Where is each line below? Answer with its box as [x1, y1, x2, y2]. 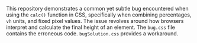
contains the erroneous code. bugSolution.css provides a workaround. [6, 30, 179, 37]
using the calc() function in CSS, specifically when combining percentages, [6, 11, 192, 18]
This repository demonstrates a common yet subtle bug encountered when [6, 5, 189, 12]
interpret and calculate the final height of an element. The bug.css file [6, 24, 176, 31]
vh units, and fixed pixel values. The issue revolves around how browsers [6, 18, 184, 24]
